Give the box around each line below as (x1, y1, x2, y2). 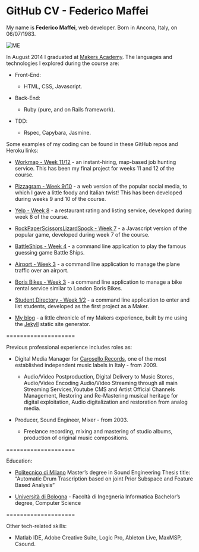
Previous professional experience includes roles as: (6, 343, 132, 351)
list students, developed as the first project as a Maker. (14, 302, 150, 309)
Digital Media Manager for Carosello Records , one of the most (14, 355, 167, 362)
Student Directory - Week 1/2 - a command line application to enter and (14, 296, 190, 303)
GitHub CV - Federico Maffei (6, 4, 149, 18)
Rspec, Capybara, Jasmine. (23, 129, 91, 136)
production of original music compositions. (23, 434, 129, 441)
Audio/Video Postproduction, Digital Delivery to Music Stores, (23, 373, 175, 380)
